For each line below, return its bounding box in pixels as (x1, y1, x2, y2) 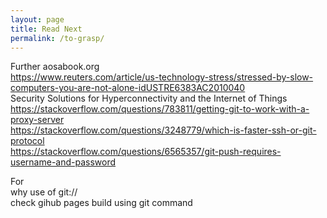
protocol (10, 135, 45, 147)
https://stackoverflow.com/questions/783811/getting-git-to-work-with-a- (10, 103, 310, 115)
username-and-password (10, 156, 117, 168)
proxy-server (10, 114, 65, 126)
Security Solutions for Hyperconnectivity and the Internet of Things (10, 92, 288, 105)
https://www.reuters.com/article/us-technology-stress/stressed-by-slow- (10, 71, 314, 83)
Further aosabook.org (10, 61, 100, 73)
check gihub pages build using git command (10, 197, 193, 209)
